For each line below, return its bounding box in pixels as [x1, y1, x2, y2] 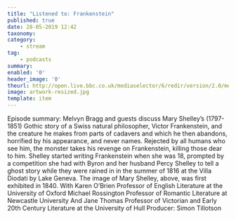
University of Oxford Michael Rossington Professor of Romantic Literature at [7, 189, 228, 197]
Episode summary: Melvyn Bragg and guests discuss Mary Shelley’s [7, 114, 205, 123]
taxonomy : [7, 29, 37, 37]
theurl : [7, 82, 30, 89]
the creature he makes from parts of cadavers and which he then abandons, [7, 129, 228, 138]
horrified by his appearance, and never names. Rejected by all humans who [7, 137, 226, 145]
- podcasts [20, 56, 52, 63]
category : [7, 36, 37, 44]
